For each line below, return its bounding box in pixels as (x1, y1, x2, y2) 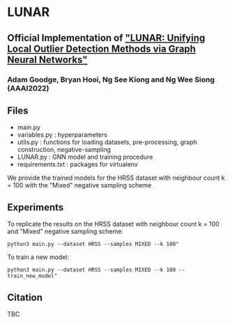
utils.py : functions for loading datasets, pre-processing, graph (17, 138, 197, 146)
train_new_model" (7, 272, 58, 279)
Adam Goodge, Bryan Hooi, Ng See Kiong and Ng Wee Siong (7, 75, 215, 84)
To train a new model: (7, 253, 70, 261)
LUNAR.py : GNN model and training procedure (17, 153, 153, 161)
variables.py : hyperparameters (17, 130, 108, 139)
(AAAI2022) (7, 83, 49, 93)
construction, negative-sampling (17, 146, 111, 154)
